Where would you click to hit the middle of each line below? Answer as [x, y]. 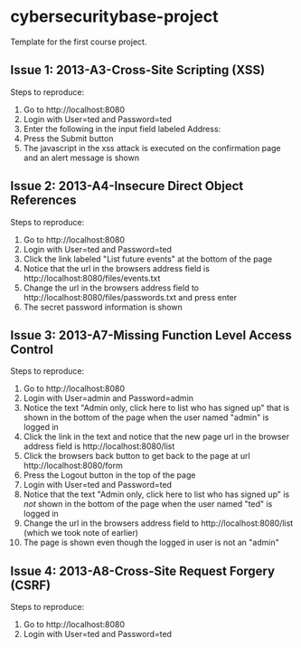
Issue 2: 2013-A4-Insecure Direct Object [127, 186]
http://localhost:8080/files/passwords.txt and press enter [130, 297]
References [43, 200]
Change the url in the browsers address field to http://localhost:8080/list [158, 523]
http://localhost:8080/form [73, 466]
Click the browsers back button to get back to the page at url [137, 456]
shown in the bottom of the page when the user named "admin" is [146, 417]
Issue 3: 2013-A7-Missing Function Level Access [151, 335]
